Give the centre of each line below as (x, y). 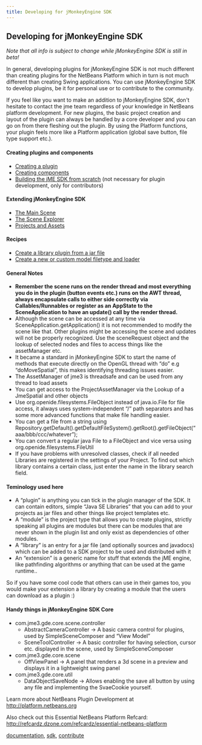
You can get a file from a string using (61, 422)
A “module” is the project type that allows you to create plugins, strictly (103, 520)
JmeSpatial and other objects (52, 396)
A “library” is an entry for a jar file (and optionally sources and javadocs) (105, 545)
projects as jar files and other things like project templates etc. (92, 513)
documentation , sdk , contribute (45, 735)
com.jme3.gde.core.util (44, 674)
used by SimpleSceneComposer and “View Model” (87, 635)
